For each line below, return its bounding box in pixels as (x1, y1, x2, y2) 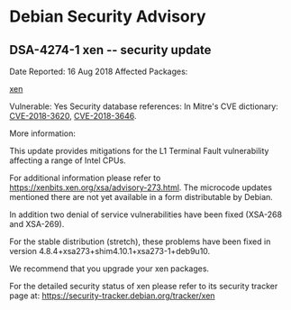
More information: (9, 128, 77, 139)
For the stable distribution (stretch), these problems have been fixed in (9, 236, 271, 247)
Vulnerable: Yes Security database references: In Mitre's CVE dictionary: (9, 101, 279, 112)
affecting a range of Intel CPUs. (9, 155, 126, 166)
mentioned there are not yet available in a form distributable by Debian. (9, 192, 273, 202)
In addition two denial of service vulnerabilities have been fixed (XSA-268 (9, 209, 282, 220)
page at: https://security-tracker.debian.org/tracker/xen (9, 290, 215, 301)
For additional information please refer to (9, 173, 161, 183)
